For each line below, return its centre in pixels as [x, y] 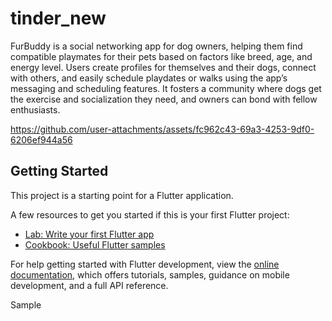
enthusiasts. [35, 109]
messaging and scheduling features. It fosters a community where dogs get [166, 88]
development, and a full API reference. [89, 285]
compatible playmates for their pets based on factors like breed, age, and [161, 56]
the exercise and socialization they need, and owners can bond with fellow [164, 99]
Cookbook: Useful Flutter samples [95, 244]
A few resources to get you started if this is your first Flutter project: [150, 214]
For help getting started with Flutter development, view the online [145, 264]
